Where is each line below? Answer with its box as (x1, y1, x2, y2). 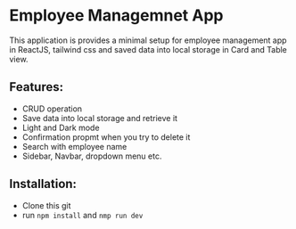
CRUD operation (21, 103, 83, 114)
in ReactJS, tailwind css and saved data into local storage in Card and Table (9, 44, 288, 54)
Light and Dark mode (21, 122, 100, 133)
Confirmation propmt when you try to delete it (21, 131, 191, 143)
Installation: (9, 176, 78, 192)
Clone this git (21, 200, 71, 210)
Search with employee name (21, 141, 127, 151)
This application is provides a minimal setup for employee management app (9, 35, 287, 45)
